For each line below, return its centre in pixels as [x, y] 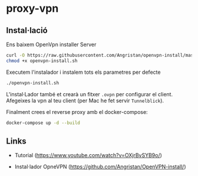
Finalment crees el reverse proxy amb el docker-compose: [77, 112]
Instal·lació [27, 30]
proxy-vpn [32, 9]
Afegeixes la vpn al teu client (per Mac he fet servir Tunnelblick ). [85, 100]
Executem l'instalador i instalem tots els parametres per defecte [83, 72]
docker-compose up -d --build [43, 123]
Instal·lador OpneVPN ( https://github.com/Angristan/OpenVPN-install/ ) [100, 167]
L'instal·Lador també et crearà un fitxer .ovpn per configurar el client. [89, 94]
